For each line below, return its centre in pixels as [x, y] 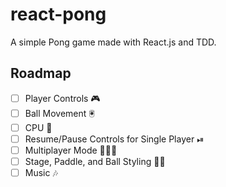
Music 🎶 [41, 172]
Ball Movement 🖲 [59, 113]
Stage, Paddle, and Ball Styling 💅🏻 [95, 161]
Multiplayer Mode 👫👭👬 [71, 150]
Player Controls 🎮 [62, 98]
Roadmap [41, 73]
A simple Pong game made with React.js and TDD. [113, 42]
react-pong [58, 14]
